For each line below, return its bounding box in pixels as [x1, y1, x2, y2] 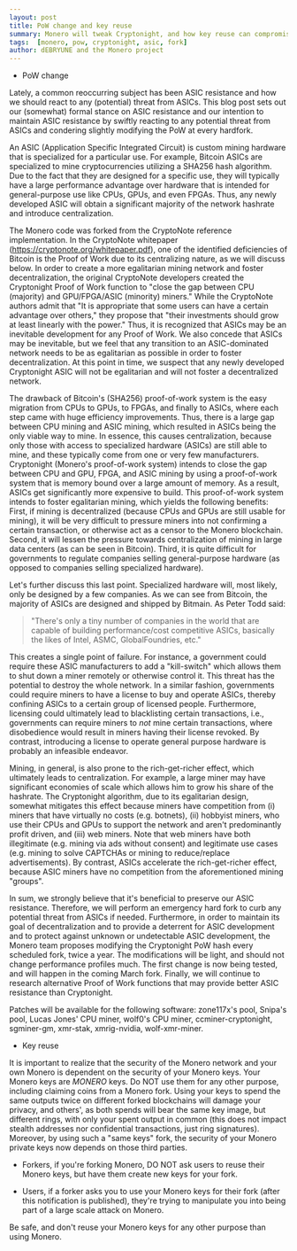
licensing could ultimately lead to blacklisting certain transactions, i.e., [9, 708, 265, 719]
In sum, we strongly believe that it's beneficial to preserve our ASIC [9, 893, 255, 904]
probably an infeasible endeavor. [9, 746, 129, 757]
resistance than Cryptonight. [9, 987, 113, 998]
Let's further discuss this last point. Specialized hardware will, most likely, [9, 579, 278, 590]
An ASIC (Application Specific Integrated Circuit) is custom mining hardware [9, 143, 286, 153]
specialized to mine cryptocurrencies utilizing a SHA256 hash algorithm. [9, 161, 272, 172]
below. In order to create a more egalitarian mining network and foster [9, 263, 263, 274]
